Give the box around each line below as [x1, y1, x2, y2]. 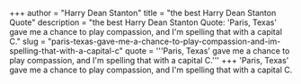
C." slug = [9, 36, 47, 46]
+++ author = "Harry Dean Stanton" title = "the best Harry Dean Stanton [9, 8, 277, 18]
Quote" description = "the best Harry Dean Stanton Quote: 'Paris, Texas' [9, 17, 277, 28]
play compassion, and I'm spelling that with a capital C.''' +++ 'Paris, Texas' [9, 55, 289, 65]
